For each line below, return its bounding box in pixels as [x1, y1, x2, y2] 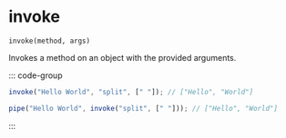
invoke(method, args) [8, 36, 91, 45]
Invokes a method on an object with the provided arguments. [8, 52, 237, 63]
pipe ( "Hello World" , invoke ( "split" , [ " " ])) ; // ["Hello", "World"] [8, 103, 279, 113]
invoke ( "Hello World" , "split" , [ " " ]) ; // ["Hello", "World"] [8, 87, 254, 96]
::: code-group [8, 70, 63, 81]
